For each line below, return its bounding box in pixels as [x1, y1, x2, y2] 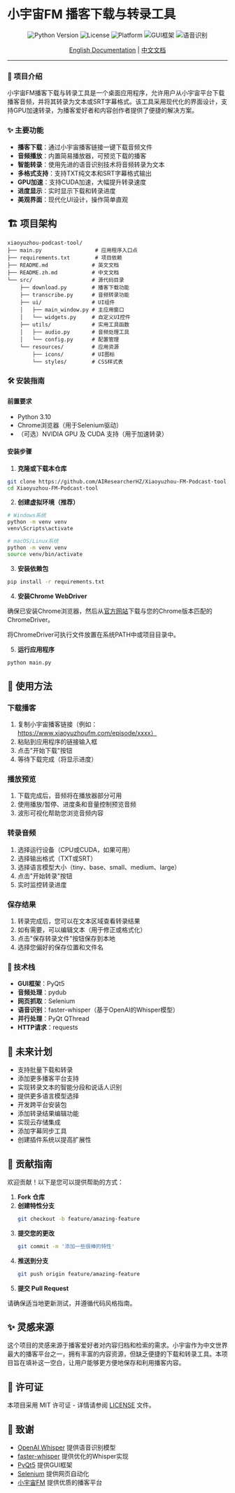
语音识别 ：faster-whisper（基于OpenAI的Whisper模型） [17, 1005, 180, 1014]
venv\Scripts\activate [7, 525, 73, 532]
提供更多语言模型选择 [17, 1092, 79, 1101]
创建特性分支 [17, 1201, 55, 1210]
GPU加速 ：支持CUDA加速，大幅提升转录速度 [17, 178, 147, 186]
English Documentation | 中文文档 [69, 45, 166, 54]
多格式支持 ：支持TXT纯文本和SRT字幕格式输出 [17, 169, 152, 177]
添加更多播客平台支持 [17, 1075, 79, 1083]
